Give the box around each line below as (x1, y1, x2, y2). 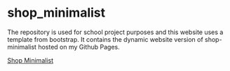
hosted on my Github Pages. (38, 42, 121, 51)
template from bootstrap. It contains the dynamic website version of (7, 35, 203, 43)
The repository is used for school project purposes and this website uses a (7, 28, 224, 36)
